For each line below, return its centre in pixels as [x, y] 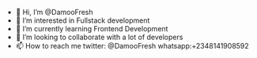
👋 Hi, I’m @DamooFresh [54, 12]
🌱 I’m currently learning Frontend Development [92, 29]
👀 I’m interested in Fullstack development [83, 20]
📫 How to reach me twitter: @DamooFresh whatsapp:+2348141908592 [132, 46]
